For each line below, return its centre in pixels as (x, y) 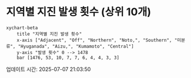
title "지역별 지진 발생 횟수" (49, 34)
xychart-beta (22, 28)
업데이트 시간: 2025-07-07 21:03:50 (48, 69)
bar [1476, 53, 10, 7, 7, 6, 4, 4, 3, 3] (68, 58)
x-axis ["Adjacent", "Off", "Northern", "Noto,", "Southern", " (97, 40)
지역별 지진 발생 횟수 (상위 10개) (79, 12)
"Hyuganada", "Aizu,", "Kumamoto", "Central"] (76, 46)
